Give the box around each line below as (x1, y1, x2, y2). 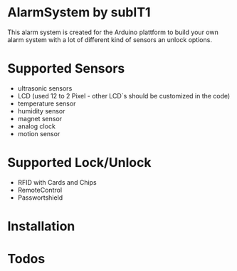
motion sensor (17, 129, 60, 138)
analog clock (17, 122, 56, 131)
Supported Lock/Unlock (7, 155, 152, 171)
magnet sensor (17, 114, 63, 123)
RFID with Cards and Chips (17, 178, 98, 186)
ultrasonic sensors (17, 83, 73, 93)
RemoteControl (17, 185, 63, 194)
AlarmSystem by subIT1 (7, 4, 151, 21)
